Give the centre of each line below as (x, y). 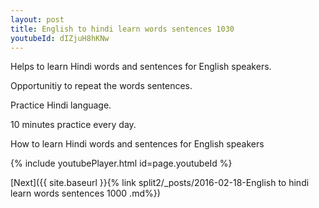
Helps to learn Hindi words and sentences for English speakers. (141, 67)
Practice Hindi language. (61, 105)
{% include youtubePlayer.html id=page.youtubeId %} (121, 163)
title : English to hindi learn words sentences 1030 (122, 29)
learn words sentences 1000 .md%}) (85, 193)
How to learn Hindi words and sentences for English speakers (137, 144)
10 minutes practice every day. (73, 125)
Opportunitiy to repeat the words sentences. (101, 86)
